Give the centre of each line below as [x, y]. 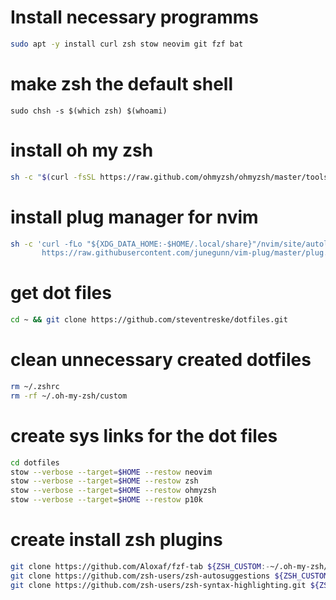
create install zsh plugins [116, 540]
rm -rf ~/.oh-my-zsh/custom [69, 396]
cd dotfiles [35, 462]
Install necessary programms [134, 17]
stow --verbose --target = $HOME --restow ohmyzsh [113, 491]
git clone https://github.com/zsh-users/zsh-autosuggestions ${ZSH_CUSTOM [169, 576]
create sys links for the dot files [144, 435]
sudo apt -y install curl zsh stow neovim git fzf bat [127, 44]
